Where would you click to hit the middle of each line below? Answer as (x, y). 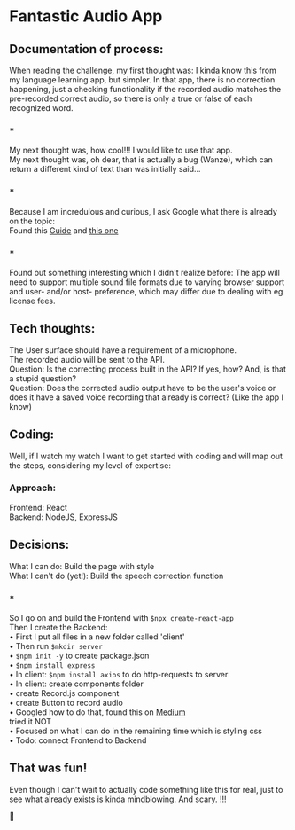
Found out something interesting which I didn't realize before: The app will (145, 272)
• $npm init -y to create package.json (79, 655)
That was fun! (48, 768)
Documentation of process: (86, 49)
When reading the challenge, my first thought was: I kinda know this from (143, 70)
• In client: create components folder (76, 684)
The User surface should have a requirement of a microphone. (123, 350)
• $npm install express (52, 665)
